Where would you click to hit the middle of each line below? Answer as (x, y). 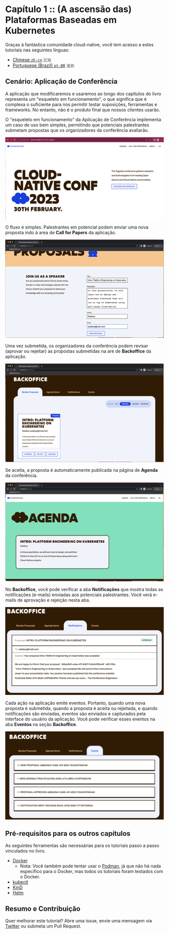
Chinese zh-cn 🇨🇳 (32, 59)
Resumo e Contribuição (43, 909)
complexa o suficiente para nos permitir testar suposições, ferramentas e (81, 104)
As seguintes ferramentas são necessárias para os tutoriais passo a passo (82, 846)
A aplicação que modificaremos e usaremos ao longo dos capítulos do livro (83, 94)
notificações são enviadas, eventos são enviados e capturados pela (75, 713)
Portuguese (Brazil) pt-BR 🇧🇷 (43, 65)
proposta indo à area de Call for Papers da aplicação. (61, 232)
